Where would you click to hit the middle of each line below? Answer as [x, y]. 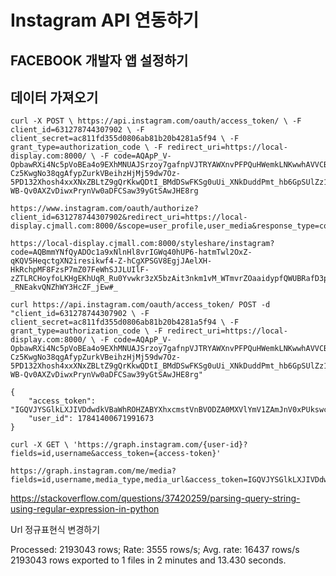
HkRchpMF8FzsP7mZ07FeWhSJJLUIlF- [80, 270]
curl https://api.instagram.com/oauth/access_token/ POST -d [140, 305]
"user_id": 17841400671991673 [91, 419]
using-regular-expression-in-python [85, 509]
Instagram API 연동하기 [105, 20]
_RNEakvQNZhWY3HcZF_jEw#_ [64, 287]
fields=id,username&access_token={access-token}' [116, 454]
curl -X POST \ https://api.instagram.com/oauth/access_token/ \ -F [156, 121]
